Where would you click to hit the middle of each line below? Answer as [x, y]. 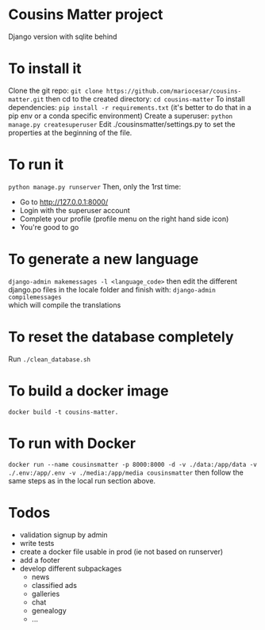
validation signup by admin [64, 535]
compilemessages [35, 297]
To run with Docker [72, 443]
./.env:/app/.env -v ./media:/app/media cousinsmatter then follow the [126, 472]
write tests [37, 543]
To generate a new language [104, 259]
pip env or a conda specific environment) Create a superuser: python [120, 116]
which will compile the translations [65, 305]
